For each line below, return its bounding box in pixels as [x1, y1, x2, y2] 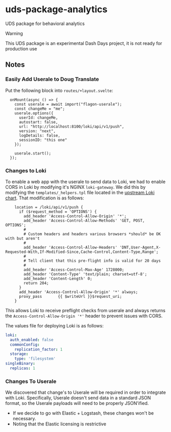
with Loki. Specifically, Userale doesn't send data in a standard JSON [5, 395, 151, 401]
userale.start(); [14, 150, 52, 156]
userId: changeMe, [18, 115, 58, 120]
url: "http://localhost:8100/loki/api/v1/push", [18, 124, 125, 129]
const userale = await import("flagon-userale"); [14, 101, 123, 107]
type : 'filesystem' [14, 356, 56, 362]
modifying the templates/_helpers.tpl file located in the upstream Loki [5, 189, 155, 195]
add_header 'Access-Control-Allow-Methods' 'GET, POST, [23, 218, 145, 223]
